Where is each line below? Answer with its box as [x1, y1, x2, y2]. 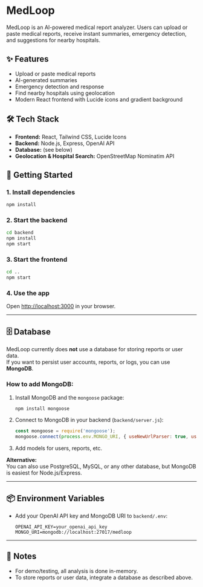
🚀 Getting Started [6, 170, 73, 180]
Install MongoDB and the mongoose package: [14, 394, 124, 401]
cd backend [6, 230, 34, 236]
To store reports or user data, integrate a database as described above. [14, 574, 193, 581]
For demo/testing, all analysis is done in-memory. [14, 567, 138, 574]
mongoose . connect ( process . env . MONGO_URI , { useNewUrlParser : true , [14, 433, 189, 440]
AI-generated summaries [14, 76, 77, 83]
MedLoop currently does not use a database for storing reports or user [6, 346, 183, 353]
